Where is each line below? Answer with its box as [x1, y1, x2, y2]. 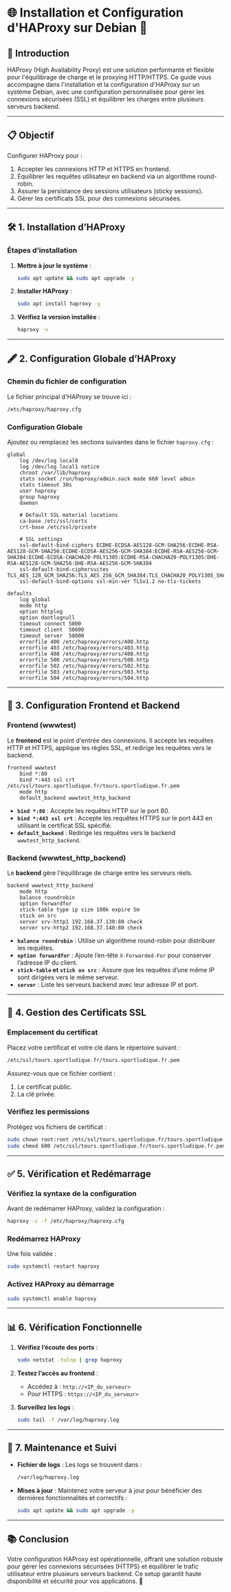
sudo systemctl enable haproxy [7, 1295, 97, 1302]
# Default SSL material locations [19, 511, 118, 518]
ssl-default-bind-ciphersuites [19, 566, 109, 573]
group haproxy [19, 493, 60, 500]
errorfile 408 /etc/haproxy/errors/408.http [19, 650, 149, 657]
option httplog [19, 608, 63, 615]
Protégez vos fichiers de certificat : [7, 1123, 107, 1131]
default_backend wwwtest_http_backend [19, 794, 131, 801]
